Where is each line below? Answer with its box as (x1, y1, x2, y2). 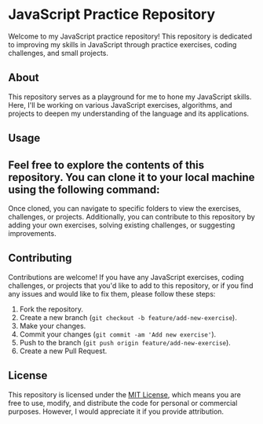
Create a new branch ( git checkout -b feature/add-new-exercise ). (19, 312, 237, 322)
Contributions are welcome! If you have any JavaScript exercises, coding (8, 272, 245, 282)
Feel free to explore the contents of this (8, 158, 205, 171)
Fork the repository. (19, 304, 84, 314)
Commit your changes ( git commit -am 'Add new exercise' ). (19, 329, 217, 339)
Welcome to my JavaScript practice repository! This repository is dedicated (8, 31, 253, 41)
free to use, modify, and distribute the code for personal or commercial (8, 398, 238, 407)
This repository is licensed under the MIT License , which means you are (8, 389, 241, 399)
